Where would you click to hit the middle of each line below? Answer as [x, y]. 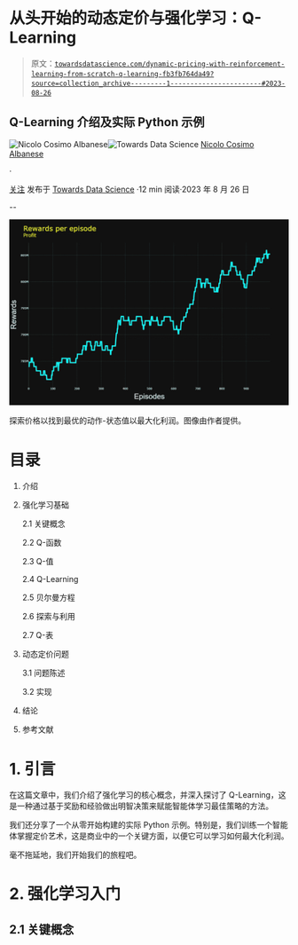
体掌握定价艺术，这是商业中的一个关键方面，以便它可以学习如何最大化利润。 [149, 836]
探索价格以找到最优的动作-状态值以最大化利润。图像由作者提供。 [128, 421]
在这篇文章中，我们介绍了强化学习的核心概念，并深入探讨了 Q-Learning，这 [148, 795]
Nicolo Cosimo [227, 144]
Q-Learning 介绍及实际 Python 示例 [107, 122]
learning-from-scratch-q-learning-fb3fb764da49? [122, 74]
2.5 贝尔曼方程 [48, 598]
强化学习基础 [45, 505]
